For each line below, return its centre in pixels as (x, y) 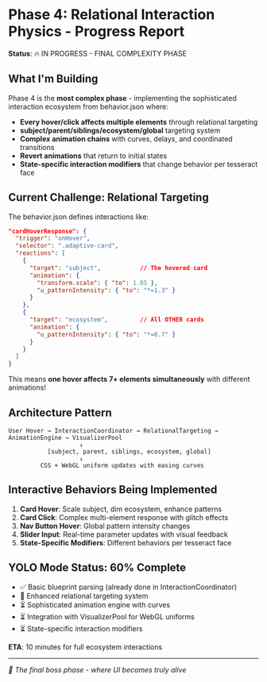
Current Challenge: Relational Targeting (108, 197)
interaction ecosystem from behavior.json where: (89, 106)
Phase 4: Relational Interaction (112, 15)
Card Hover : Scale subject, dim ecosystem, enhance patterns (121, 509)
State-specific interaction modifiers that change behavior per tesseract (139, 164)
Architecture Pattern (60, 412)
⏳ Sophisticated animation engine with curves (95, 604)
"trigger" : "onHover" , (53, 239)
